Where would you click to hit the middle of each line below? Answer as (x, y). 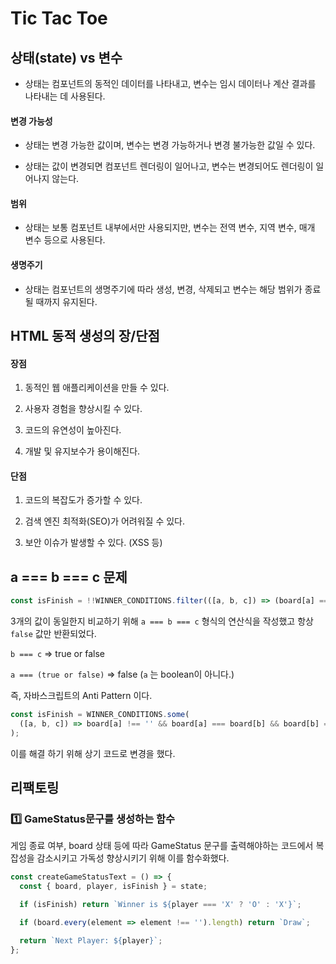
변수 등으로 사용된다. (65, 240)
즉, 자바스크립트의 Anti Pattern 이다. (81, 696)
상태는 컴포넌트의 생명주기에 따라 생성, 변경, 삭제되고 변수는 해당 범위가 (163, 289)
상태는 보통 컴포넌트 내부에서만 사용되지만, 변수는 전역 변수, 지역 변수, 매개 (170, 228)
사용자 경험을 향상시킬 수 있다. (83, 409)
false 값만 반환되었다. (53, 634)
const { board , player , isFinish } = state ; (113, 887)
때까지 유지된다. (66, 301)
